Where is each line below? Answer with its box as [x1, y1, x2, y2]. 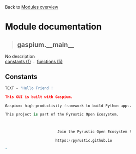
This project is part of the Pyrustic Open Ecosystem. [5, 112, 119, 117]
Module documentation [5, 21, 102, 32]
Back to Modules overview [5, 4, 58, 10]
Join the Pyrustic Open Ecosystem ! [57, 129, 132, 135]
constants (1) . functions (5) [5, 58, 63, 64]
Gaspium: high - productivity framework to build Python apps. [5, 103, 132, 108]
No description [5, 54, 35, 59]
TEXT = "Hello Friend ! [5, 85, 54, 91]
